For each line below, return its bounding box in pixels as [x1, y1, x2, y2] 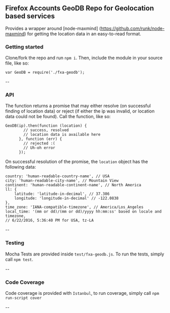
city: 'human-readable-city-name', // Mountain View [5, 178, 119, 183]
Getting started [5, 43, 44, 50]
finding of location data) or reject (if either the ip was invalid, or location [5, 108, 155, 114]
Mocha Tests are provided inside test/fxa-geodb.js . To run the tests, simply [5, 251, 164, 257]
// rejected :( [23, 141, 56, 146]
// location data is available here [23, 132, 101, 137]
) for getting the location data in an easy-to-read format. [24, 30, 142, 37]
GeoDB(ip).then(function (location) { [5, 123, 87, 128]
